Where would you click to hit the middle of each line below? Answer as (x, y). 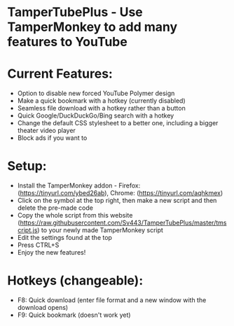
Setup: (27, 166)
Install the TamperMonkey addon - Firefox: (79, 185)
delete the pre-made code (55, 208)
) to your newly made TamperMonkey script (100, 230)
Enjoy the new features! (51, 253)
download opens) (43, 307)
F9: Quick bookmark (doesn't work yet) (74, 315)
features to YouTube (67, 42)
